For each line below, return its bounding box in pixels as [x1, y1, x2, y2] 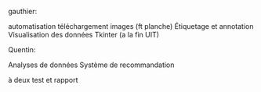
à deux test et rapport [8, 76, 78, 84]
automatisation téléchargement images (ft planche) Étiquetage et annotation [8, 22, 254, 30]
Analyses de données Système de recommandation [8, 60, 175, 69]
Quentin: [8, 45, 36, 54]
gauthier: [8, 7, 38, 16]
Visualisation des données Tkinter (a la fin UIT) [8, 30, 159, 39]
